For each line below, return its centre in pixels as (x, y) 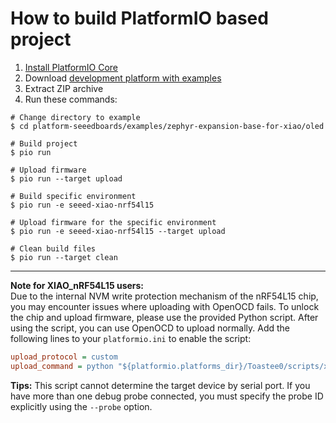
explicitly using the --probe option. (81, 406)
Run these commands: (71, 99)
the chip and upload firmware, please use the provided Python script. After (164, 317)
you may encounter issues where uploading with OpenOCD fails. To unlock (165, 306)
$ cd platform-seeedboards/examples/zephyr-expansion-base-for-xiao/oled (167, 126)
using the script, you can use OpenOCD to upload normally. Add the (150, 328)
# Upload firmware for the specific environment (113, 222)
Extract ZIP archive (64, 88)
